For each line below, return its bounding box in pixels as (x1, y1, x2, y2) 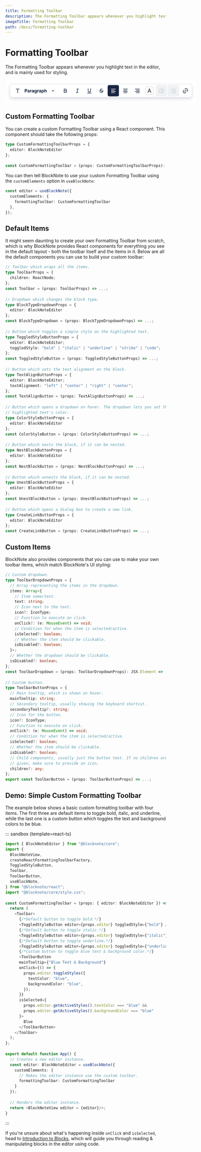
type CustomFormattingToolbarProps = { (5, 142, 90, 147)
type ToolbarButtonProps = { (5, 685, 67, 691)
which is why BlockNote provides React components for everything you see (5, 243, 165, 249)
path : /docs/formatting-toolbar (5, 25, 74, 30)
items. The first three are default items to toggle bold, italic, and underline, (5, 810, 161, 816)
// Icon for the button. (10, 712, 63, 717)
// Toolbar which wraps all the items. (5, 265, 90, 270)
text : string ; (14, 599, 44, 604)
